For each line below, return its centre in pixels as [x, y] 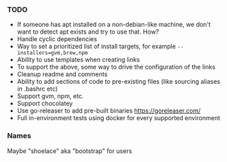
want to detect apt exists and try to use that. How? [88, 32]
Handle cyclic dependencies [57, 39]
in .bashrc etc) [37, 89]
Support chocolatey [45, 104]
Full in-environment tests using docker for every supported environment [119, 118]
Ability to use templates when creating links [78, 60]
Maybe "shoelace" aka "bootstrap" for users [69, 151]
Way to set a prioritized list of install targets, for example [96, 47]
